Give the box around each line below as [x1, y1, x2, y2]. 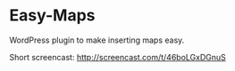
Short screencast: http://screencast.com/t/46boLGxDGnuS [9, 51, 226, 62]
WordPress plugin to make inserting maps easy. [9, 35, 185, 45]
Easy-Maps [9, 5, 96, 26]
